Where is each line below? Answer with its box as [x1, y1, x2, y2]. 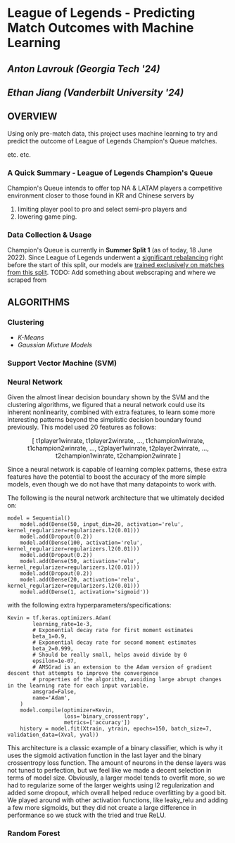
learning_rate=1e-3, [32, 621, 93, 628]
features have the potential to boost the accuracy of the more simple [7, 472, 206, 481]
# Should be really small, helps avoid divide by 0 [32, 652, 188, 659]
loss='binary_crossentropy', [63, 713, 150, 720]
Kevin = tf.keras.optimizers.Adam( [7, 614, 112, 622]
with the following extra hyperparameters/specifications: [7, 601, 172, 610]
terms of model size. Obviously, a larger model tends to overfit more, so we [7, 773, 226, 782]
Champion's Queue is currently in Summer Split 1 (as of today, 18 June [7, 246, 212, 255]
